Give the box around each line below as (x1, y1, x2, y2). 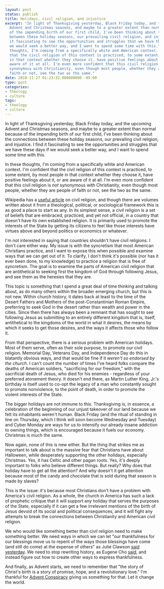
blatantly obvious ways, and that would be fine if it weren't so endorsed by (5, 355, 155, 361)
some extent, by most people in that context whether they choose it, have (5, 172, 153, 178)
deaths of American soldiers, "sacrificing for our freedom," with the (5, 365, 141, 371)
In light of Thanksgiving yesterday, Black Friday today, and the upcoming (5, 120, 151, 126)
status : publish (5, 12, 38, 17)
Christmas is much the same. (5, 432, 63, 438)
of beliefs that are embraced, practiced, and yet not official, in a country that (5, 212, 159, 218)
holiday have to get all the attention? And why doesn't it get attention (5, 468, 143, 474)
